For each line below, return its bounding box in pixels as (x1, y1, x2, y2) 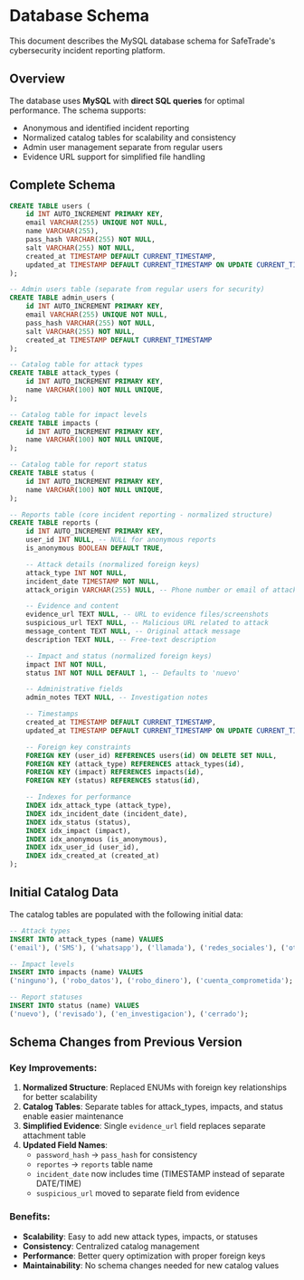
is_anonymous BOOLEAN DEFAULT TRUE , (25, 544, 165, 553)
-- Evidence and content (25, 602, 119, 611)
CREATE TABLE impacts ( (9, 418, 100, 428)
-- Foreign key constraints (25, 743, 131, 752)
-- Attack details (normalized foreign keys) (25, 560, 201, 569)
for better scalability (22, 1092, 98, 1103)
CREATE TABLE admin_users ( (9, 293, 116, 303)
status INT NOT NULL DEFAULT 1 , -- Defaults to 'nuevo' (25, 668, 242, 678)
